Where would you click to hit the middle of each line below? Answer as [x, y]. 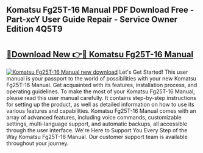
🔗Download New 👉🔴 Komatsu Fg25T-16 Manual [100, 54]
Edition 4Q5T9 [34, 29]
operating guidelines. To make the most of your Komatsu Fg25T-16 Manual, [101, 91]
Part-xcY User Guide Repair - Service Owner [92, 20]
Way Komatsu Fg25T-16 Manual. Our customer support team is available [97, 137]
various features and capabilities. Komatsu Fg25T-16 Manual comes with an [101, 111]
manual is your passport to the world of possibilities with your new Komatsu [101, 78]
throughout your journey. [37, 143]
